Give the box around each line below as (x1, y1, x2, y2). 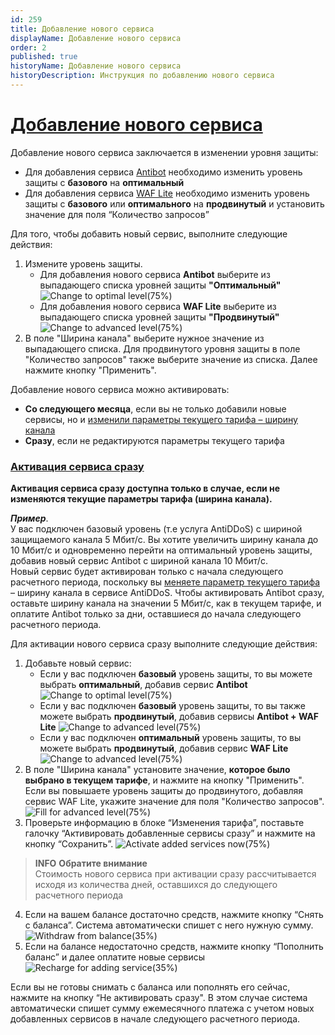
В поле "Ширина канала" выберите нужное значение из (24, 332, 265, 344)
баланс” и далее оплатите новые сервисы (24, 951, 205, 963)
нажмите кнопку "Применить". (24, 364, 157, 376)
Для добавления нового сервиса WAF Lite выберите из (39, 300, 277, 312)
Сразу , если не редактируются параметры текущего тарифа (24, 434, 285, 446)
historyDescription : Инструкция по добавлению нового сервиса (10, 71, 275, 81)
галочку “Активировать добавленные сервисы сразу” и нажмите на (24, 827, 316, 840)
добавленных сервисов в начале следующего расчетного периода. (10, 1013, 301, 1025)
